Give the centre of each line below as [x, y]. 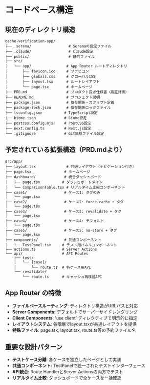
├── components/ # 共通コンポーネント [53, 240]
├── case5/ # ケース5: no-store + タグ [61, 230]
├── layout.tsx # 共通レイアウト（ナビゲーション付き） [71, 167]
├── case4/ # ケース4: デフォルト [54, 221]
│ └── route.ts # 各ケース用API [53, 267]
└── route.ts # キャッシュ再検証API [63, 277]
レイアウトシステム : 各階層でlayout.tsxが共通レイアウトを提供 [74, 324]
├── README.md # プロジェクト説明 [53, 97]
